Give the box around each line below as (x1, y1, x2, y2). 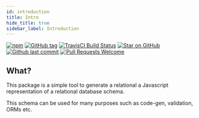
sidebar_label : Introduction (6, 25, 79, 32)
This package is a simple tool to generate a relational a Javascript (6, 81, 169, 89)
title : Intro (6, 14, 39, 20)
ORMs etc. (6, 106, 32, 113)
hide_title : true (6, 20, 50, 26)
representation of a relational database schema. (6, 88, 125, 95)
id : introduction (6, 8, 50, 15)
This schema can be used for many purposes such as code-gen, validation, (6, 99, 194, 107)
